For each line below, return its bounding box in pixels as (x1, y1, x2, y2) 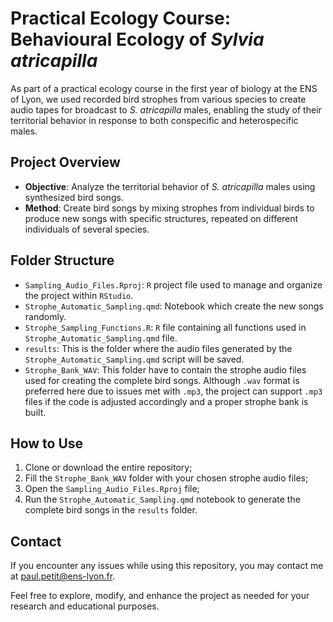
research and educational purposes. (10, 600, 160, 612)
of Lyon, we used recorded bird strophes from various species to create (10, 93, 307, 105)
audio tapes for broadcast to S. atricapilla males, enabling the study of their (10, 103, 322, 116)
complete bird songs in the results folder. (24, 504, 198, 516)
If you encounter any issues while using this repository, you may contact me (10, 560, 324, 572)
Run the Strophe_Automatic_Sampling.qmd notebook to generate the (24, 493, 301, 506)
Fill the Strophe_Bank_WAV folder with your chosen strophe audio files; (24, 472, 309, 484)
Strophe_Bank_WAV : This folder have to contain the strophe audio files (24, 363, 307, 376)
